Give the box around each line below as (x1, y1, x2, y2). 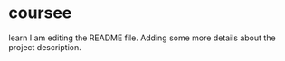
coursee (8, 3, 72, 23)
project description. (8, 41, 82, 52)
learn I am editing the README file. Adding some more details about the (8, 32, 277, 43)
